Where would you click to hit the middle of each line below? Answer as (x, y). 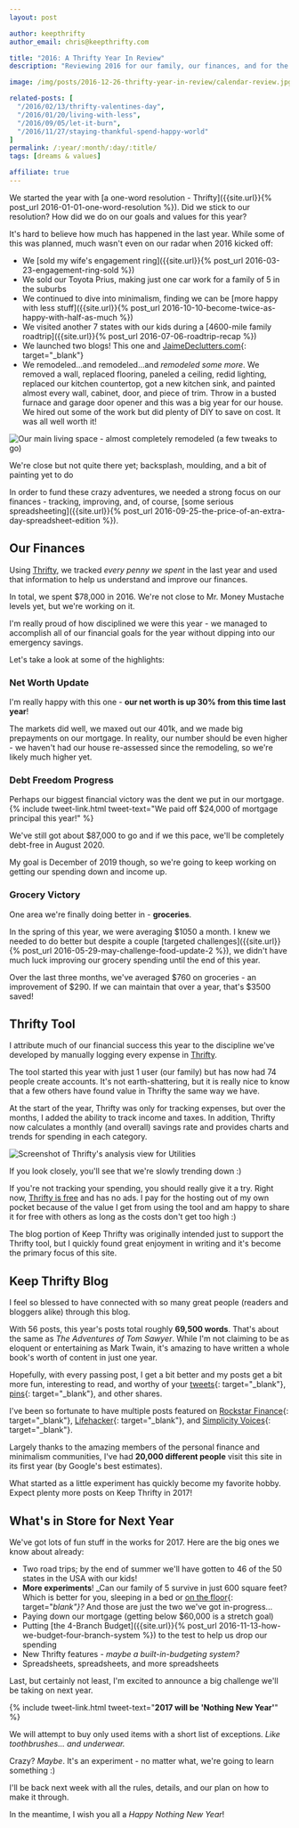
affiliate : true (39, 173)
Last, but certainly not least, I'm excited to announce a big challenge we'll (144, 1681)
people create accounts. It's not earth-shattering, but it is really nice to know (150, 1082)
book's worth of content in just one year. (84, 1358)
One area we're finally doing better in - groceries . (101, 914)
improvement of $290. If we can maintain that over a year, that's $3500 (140, 987)
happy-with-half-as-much (69, 317)
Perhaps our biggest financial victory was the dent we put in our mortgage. (147, 800)
